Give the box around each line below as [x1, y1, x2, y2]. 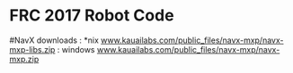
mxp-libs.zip [9, 44, 56, 54]
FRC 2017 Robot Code [9, 5, 174, 26]
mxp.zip [9, 53, 40, 64]
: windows [57, 44, 95, 54]
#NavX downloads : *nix [9, 35, 99, 45]
